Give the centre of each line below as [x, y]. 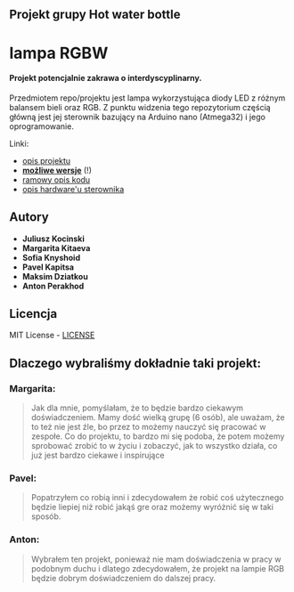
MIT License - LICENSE [52, 335]
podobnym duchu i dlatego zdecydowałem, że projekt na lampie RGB [158, 568]
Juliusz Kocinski [53, 239]
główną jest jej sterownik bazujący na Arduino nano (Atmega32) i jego [137, 117]
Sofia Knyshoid [51, 257]
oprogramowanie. [41, 126]
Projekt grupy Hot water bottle [95, 15]
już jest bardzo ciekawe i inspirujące [98, 455]
